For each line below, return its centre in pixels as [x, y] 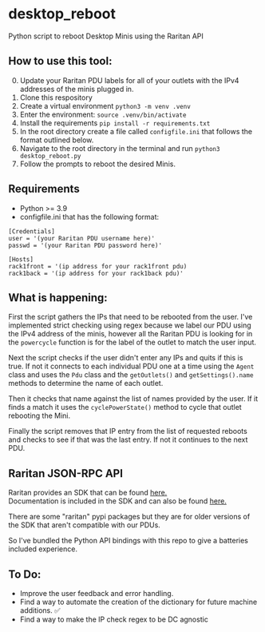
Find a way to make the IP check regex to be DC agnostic [114, 619]
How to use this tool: [60, 61]
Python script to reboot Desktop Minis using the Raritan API [106, 36]
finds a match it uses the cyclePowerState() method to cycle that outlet [125, 407]
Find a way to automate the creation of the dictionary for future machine [138, 602]
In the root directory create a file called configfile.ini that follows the [136, 131]
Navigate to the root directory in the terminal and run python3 [120, 148]
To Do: [25, 574]
